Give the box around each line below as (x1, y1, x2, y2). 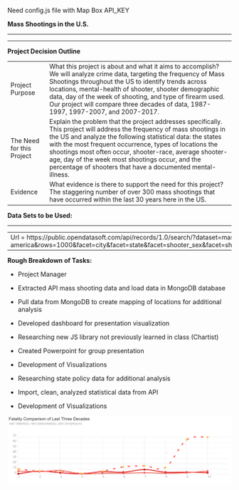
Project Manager (17, 270, 67, 278)
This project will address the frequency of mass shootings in (49, 125, 225, 133)
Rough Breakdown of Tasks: (7, 256, 92, 264)
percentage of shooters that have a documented (49, 163, 191, 171)
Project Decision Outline (7, 47, 80, 56)
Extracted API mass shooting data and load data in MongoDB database (17, 284, 226, 292)
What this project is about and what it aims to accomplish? (49, 62, 219, 71)
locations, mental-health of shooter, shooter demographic (49, 85, 220, 93)
